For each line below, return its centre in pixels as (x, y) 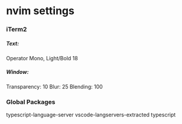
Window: (17, 71)
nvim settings (40, 11)
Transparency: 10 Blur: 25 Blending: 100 (55, 87)
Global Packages (31, 102)
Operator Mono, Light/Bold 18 (42, 58)
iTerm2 (17, 30)
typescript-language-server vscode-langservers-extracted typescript (91, 115)
